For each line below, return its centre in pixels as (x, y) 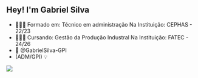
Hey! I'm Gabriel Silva (48, 10)
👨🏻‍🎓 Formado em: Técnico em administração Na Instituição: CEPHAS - (104, 24)
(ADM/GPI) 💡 (31, 56)
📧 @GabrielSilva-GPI (41, 50)
